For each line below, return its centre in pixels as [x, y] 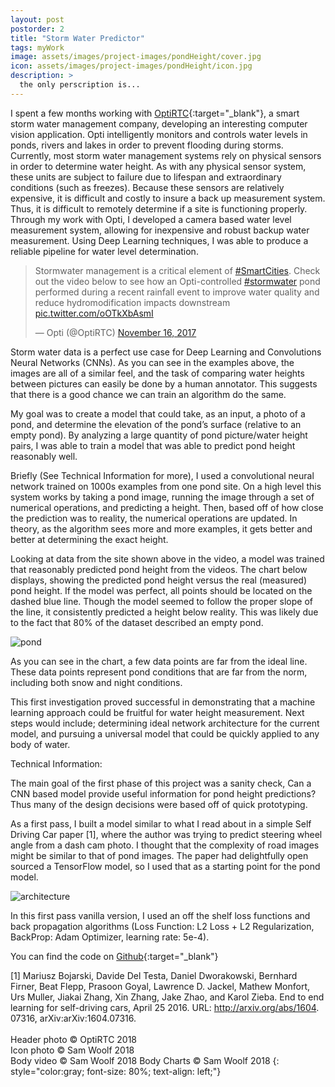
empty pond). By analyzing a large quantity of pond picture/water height [159, 435]
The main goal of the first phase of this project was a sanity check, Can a [161, 783]
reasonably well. [44, 456]
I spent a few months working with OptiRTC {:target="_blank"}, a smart [155, 113]
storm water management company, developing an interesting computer [159, 123]
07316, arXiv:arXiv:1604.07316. [73, 1018]
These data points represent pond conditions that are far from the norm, [159, 672]
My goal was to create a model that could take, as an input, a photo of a [158, 413]
